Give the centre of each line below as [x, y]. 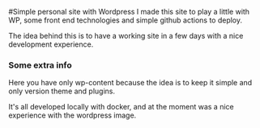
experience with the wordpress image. [72, 115]
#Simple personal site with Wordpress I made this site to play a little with [129, 12]
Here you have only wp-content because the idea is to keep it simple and [130, 83]
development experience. [51, 44]
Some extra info [40, 65]
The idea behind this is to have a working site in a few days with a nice [126, 36]
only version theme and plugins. [62, 91]
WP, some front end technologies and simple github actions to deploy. [126, 20]
